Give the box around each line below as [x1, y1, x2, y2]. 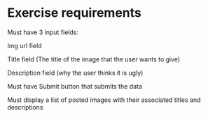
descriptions [7, 103, 43, 111]
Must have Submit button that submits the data [7, 82, 142, 90]
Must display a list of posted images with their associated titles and [7, 96, 201, 104]
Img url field [7, 41, 42, 50]
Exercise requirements [7, 5, 142, 21]
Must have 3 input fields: [7, 28, 79, 36]
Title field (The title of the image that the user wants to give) [7, 54, 181, 64]
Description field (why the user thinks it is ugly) [7, 68, 144, 77]
